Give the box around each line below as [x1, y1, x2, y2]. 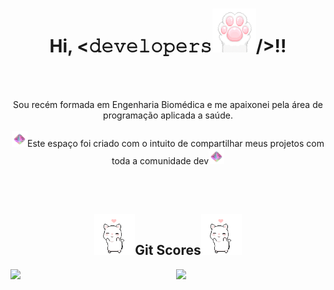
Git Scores [134, 242, 202, 259]
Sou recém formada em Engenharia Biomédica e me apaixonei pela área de [13, 98, 323, 110]
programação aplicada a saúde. [103, 109, 233, 121]
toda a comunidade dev [111, 154, 210, 167]
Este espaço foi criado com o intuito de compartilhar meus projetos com [27, 137, 325, 149]
